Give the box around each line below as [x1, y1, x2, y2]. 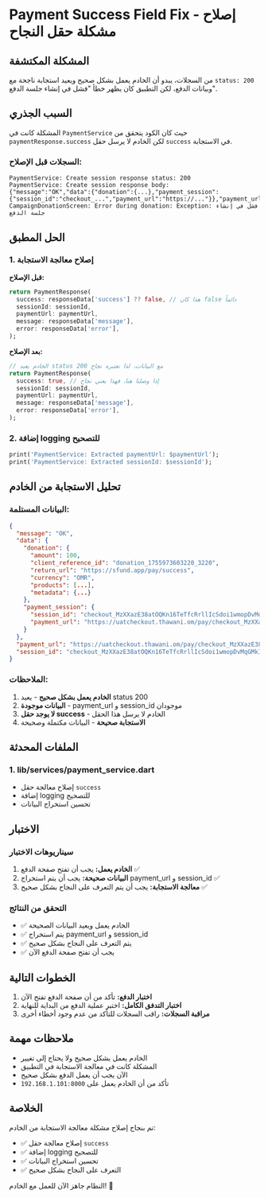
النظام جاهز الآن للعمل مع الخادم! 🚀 [9, 1180, 114, 1190]
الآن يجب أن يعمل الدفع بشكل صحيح [20, 1070, 128, 1079]
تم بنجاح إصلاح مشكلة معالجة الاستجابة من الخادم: [9, 1122, 156, 1132]
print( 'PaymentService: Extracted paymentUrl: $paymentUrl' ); [9, 451, 219, 459]
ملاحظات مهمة [9, 1032, 74, 1045]
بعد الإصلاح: [9, 346, 43, 356]
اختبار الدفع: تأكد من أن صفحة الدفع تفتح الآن [20, 992, 153, 1002]
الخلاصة [9, 1102, 43, 1115]
